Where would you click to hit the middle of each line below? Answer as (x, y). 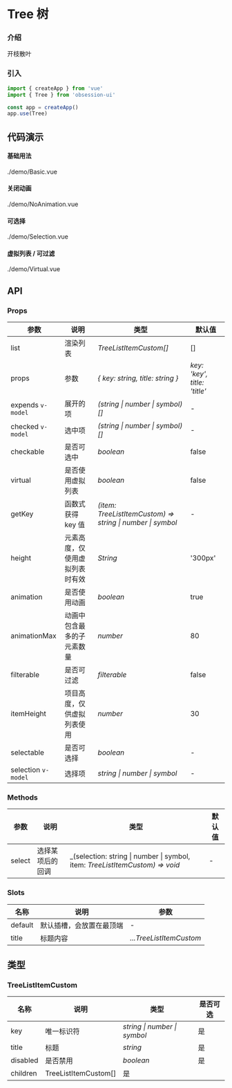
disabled (25, 1060)
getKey (22, 514)
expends (25, 405)
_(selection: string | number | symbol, (130, 856)
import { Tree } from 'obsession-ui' (61, 95)
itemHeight (28, 714)
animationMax (33, 636)
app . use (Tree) (28, 114)
